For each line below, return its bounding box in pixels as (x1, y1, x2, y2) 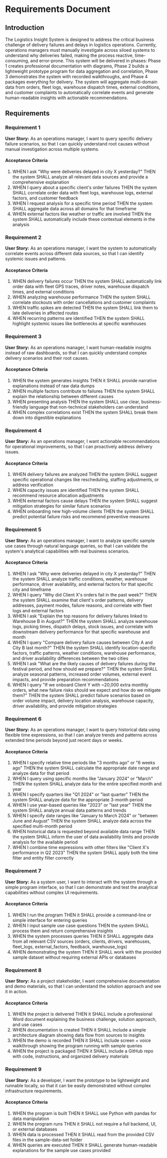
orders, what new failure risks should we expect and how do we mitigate (12, 687, 161, 693)
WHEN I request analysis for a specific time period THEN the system (12, 200, 153, 206)
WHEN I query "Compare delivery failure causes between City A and (12, 639, 153, 645)
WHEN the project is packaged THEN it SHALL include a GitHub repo (12, 1048, 154, 1054)
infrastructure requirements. (5, 1088, 63, 1094)
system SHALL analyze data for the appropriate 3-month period (12, 797, 143, 803)
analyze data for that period (12, 770, 70, 776)
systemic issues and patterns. (5, 256, 67, 262)
